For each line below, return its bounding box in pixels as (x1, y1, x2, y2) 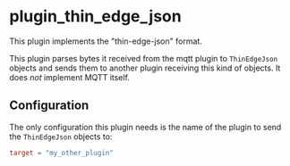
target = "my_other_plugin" (9, 148, 115, 157)
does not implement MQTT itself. (9, 71, 130, 82)
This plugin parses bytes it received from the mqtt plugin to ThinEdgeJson (9, 53, 278, 63)
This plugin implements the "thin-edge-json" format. (9, 36, 203, 46)
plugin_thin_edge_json (9, 6, 182, 27)
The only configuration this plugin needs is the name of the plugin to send (9, 121, 282, 132)
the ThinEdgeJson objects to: (9, 131, 113, 142)
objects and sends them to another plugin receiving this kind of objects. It (9, 62, 281, 73)
